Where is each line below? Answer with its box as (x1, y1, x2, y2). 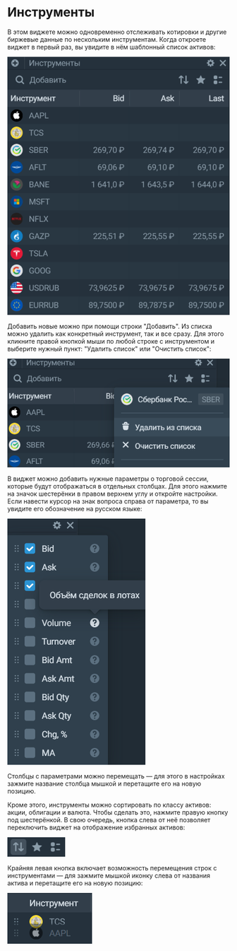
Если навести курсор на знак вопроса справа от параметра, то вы (7, 497, 209, 506)
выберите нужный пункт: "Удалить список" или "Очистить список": (7, 344, 212, 353)
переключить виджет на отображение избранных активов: (7, 823, 186, 832)
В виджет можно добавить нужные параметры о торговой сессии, (7, 474, 209, 483)
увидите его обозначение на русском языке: (7, 505, 142, 513)
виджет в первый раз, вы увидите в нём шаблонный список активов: (7, 42, 216, 51)
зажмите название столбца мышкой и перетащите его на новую (7, 779, 202, 788)
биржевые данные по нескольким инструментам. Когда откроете (7, 35, 207, 43)
